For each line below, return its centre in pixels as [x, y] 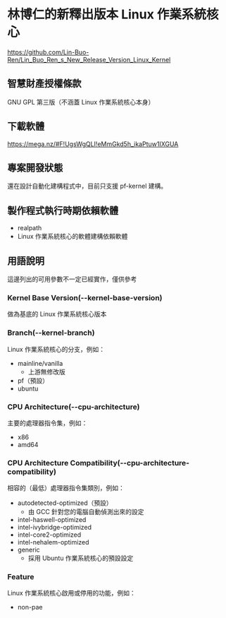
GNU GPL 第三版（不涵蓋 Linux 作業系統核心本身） [81, 102]
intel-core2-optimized [49, 535]
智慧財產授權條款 [44, 84]
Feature [21, 577]
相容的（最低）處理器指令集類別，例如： [66, 488]
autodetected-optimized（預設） [65, 503]
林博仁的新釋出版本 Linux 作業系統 [107, 14]
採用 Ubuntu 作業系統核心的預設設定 [81, 558]
